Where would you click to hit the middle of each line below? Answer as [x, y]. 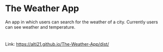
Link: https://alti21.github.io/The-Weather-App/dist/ [57, 44]
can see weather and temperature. [40, 27]
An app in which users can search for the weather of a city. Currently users [81, 22]
